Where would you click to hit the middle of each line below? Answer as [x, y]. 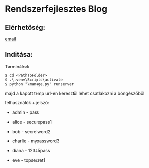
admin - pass [26, 112]
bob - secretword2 [31, 131]
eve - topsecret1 [29, 160]
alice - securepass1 [32, 122]
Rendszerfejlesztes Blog [56, 9]
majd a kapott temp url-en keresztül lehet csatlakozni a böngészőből [75, 93]
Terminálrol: [17, 66]
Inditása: [19, 54]
